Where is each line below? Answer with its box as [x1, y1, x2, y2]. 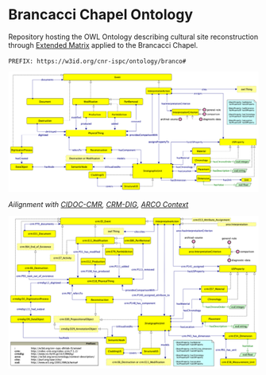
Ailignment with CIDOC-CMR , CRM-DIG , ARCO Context [8, 199, 189, 209]
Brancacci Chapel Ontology [8, 6, 193, 24]
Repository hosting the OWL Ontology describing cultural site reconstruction [8, 32, 259, 41]
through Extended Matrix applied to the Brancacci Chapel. [8, 40, 199, 49]
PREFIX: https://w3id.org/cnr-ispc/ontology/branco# [8, 57, 187, 65]
